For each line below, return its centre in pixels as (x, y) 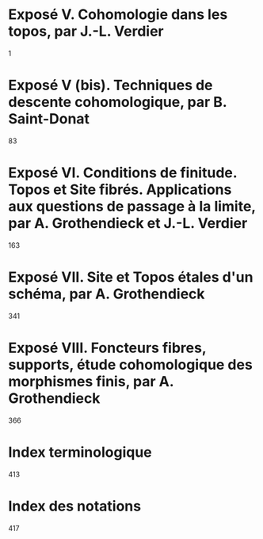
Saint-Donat (49, 119)
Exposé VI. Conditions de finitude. (123, 173)
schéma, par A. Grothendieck (107, 294)
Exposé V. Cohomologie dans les (118, 15)
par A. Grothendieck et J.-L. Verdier (128, 224)
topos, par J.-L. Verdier (86, 31)
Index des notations (74, 506)
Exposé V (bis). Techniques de (111, 85)
